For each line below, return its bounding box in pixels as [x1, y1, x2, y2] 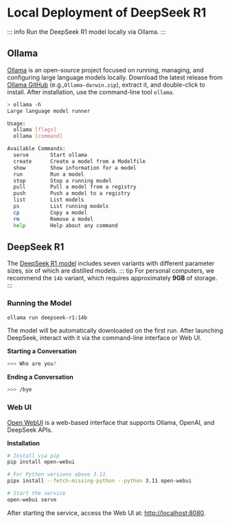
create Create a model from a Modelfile [13, 158, 146, 165]
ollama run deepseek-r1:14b [7, 314, 88, 321]
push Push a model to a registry [13, 190, 130, 197]
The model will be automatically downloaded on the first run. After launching [7, 326, 224, 335]
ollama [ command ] [13, 133, 63, 140]
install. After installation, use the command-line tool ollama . [7, 87, 174, 96]
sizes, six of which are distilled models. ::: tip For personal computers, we [7, 266, 215, 275]
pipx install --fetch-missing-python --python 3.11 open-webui [7, 477, 192, 485]
